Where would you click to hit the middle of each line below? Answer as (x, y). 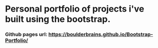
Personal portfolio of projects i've (75, 9)
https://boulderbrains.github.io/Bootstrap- (101, 34)
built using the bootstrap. (58, 19)
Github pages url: (26, 34)
